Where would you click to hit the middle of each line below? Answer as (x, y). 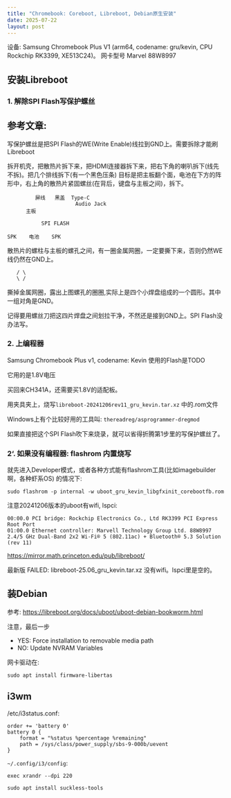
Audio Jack (91, 204)
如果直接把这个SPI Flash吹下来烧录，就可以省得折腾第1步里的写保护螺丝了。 (115, 433)
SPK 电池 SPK (34, 236)
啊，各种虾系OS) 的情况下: (45, 478)
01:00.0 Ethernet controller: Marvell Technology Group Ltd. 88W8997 (110, 531)
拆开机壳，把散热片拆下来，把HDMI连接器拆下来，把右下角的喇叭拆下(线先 (113, 166)
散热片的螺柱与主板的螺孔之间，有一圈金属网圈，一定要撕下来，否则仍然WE (115, 250)
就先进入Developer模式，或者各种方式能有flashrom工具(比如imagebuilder (112, 470)
